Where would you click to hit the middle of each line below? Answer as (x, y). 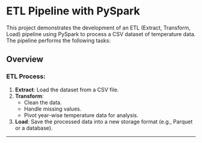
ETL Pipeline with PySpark (73, 11)
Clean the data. (43, 102)
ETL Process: (26, 76)
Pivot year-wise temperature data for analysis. (81, 115)
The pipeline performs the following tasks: (59, 40)
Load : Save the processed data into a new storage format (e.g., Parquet (104, 121)
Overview (25, 59)
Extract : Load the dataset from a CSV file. (67, 90)
